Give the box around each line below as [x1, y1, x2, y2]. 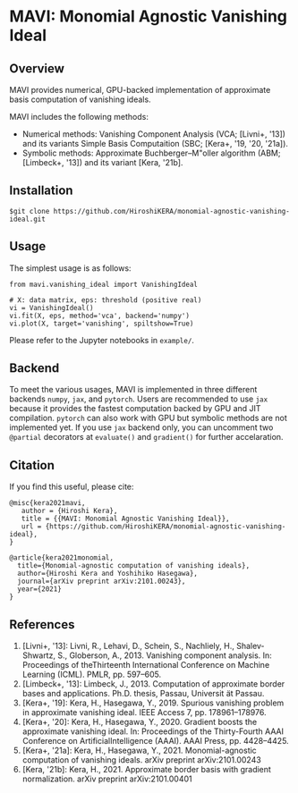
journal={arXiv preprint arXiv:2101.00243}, [17, 577, 186, 586]
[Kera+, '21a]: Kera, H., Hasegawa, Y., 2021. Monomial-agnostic [21, 745, 257, 756]
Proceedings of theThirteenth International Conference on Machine [21, 660, 270, 671]
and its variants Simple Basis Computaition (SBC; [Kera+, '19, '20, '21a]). [21, 139, 289, 148]
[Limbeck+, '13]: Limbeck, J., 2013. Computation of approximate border [21, 679, 285, 689]
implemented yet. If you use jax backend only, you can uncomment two [9, 422, 274, 433]
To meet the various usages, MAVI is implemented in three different [9, 384, 258, 395]
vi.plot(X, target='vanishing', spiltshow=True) [9, 319, 194, 328]
